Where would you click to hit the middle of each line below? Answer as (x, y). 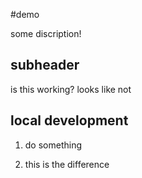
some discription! (46, 33)
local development (69, 120)
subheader (45, 65)
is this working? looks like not (71, 89)
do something (53, 145)
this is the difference (67, 164)
